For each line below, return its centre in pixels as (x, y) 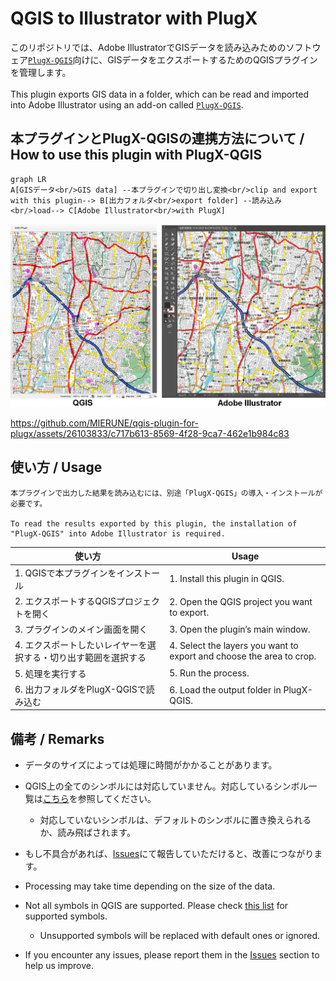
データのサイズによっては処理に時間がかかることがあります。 (151, 765)
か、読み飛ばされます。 (87, 833)
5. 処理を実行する (50, 673)
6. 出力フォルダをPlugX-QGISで (80, 689)
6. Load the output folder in (225, 689)
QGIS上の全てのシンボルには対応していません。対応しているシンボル (166, 786)
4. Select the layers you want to (234, 646)
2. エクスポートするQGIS (65, 601)
